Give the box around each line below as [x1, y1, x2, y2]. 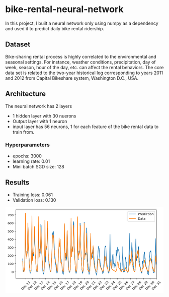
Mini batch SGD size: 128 [12, 163, 64, 169]
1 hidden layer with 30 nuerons [12, 112, 76, 119]
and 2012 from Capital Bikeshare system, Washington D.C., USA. [5, 75, 139, 81]
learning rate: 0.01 [12, 158, 50, 164]
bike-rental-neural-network [5, 4, 124, 15]
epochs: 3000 [12, 153, 42, 159]
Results [5, 178, 30, 187]
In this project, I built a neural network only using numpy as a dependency [5, 20, 158, 26]
